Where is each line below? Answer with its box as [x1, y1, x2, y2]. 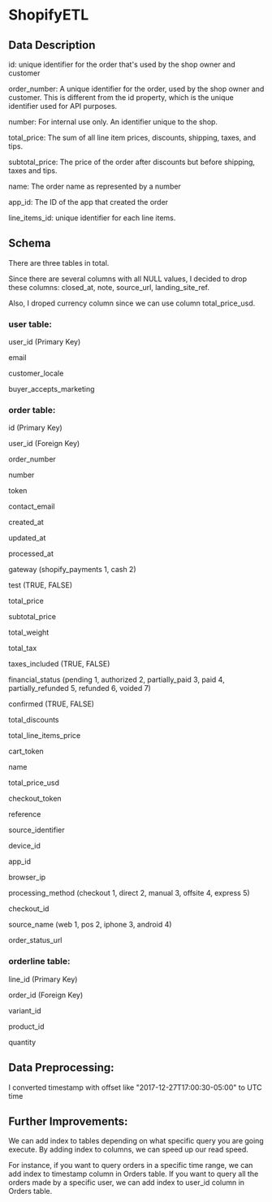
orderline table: [8, 956, 71, 967]
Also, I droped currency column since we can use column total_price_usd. [8, 298, 256, 308]
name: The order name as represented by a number [8, 181, 181, 191]
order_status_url [8, 935, 63, 945]
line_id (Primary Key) [8, 974, 78, 984]
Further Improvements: [8, 1114, 128, 1128]
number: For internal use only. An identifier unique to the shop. [8, 117, 218, 127]
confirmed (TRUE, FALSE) [8, 699, 95, 709]
